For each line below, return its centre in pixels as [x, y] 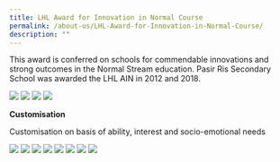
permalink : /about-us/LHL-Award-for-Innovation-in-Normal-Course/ [136, 26]
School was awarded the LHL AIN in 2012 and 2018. [105, 79]
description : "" [40, 34]
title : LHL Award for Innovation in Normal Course [106, 17]
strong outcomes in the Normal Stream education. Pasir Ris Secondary [140, 69]
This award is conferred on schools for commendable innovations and [139, 60]
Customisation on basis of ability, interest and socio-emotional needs [137, 132]
